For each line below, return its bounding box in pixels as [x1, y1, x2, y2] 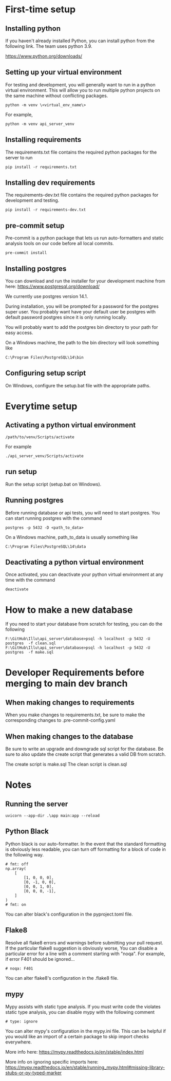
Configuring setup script [5, 369, 86, 378]
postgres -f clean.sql [5, 641, 56, 646]
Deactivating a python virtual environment [5, 557, 144, 566]
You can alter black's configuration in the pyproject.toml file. [5, 911, 133, 917]
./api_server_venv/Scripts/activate [5, 453, 84, 458]
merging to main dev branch [5, 678, 128, 689]
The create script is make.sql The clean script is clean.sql [5, 761, 127, 768]
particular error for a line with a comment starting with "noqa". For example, [5, 950, 165, 957]
